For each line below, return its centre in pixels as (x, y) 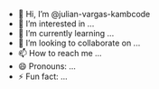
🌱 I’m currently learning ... (66, 33)
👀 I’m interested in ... (56, 24)
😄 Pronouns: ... (47, 66)
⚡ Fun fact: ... (42, 76)
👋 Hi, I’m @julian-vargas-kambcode (84, 14)
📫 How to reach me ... (60, 53)
